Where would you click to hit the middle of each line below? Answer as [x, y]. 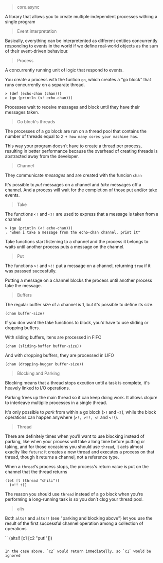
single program [20, 22]
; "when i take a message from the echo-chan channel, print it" [72, 232]
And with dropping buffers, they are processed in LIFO [60, 355]
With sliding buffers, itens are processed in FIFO [53, 337]
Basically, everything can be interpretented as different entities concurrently [81, 41]
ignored [13, 556]
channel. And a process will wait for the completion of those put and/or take [81, 190]
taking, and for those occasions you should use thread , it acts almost [74, 447]
